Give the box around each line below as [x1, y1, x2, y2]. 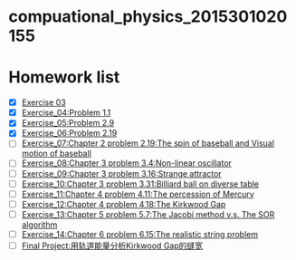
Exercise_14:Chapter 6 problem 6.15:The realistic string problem [21, 228, 259, 239]
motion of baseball [21, 148, 92, 159]
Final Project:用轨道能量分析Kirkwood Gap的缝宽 [21, 240, 204, 251]
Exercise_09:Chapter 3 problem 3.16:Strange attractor [21, 168, 223, 178]
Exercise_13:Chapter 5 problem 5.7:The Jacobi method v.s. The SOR [21, 208, 275, 219]
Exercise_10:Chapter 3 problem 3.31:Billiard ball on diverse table [21, 178, 260, 189]
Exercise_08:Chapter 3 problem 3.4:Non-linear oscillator [21, 158, 233, 169]
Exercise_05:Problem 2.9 [21, 118, 115, 129]
